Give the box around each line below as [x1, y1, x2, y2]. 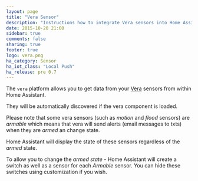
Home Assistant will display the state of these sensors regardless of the [6, 138, 180, 145]
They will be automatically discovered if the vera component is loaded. [6, 103, 178, 110]
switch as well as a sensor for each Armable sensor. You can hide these [6, 162, 181, 169]
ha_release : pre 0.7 [6, 69, 57, 75]
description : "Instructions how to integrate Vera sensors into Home [6, 19, 181, 25]
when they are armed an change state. [6, 127, 100, 134]
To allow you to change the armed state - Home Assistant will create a [6, 156, 177, 163]
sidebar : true [6, 31, 41, 37]
